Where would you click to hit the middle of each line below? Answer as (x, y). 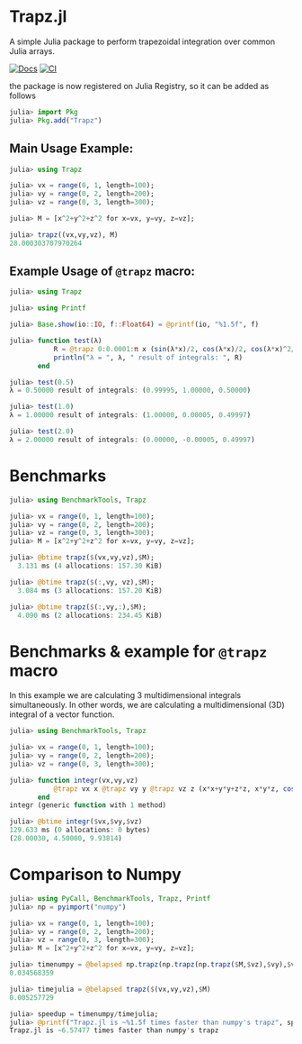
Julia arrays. (32, 50)
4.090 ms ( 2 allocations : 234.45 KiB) (90, 615)
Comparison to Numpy (95, 875)
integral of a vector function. (62, 714)
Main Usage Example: (71, 149)
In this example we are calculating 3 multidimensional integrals (125, 695)
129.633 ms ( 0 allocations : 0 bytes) (80, 831)
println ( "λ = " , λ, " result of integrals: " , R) (148, 358)
